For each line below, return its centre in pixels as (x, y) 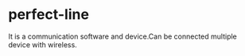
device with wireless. (43, 44)
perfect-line (49, 15)
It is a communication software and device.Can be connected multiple (122, 36)
